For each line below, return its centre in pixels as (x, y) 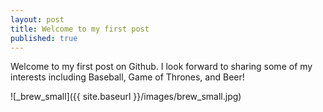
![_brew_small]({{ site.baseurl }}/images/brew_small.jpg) (126, 97)
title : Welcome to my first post (80, 29)
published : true (44, 38)
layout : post (37, 19)
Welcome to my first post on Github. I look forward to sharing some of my (161, 67)
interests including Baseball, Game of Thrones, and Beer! (127, 77)
